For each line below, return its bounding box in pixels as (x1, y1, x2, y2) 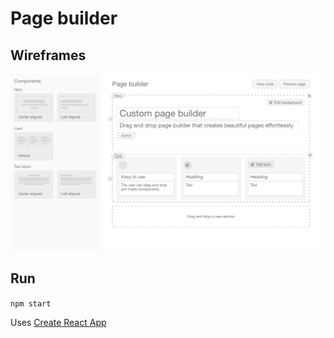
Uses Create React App (10, 316, 107, 328)
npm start (10, 298, 52, 309)
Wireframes (10, 47, 87, 64)
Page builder (10, 7, 118, 30)
